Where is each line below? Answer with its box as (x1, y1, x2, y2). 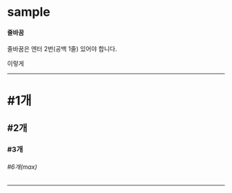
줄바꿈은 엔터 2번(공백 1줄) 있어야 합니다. (7, 45, 117, 53)
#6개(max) (7, 163, 38, 171)
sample (7, 4, 50, 20)
